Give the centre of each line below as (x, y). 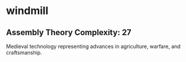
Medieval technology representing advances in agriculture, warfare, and (93, 46)
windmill (27, 11)
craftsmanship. (24, 53)
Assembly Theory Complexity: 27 (69, 32)
